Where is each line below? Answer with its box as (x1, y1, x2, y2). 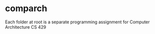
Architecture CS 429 (5, 24, 46, 30)
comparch (5, 3, 48, 14)
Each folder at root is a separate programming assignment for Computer (5, 19, 150, 25)
